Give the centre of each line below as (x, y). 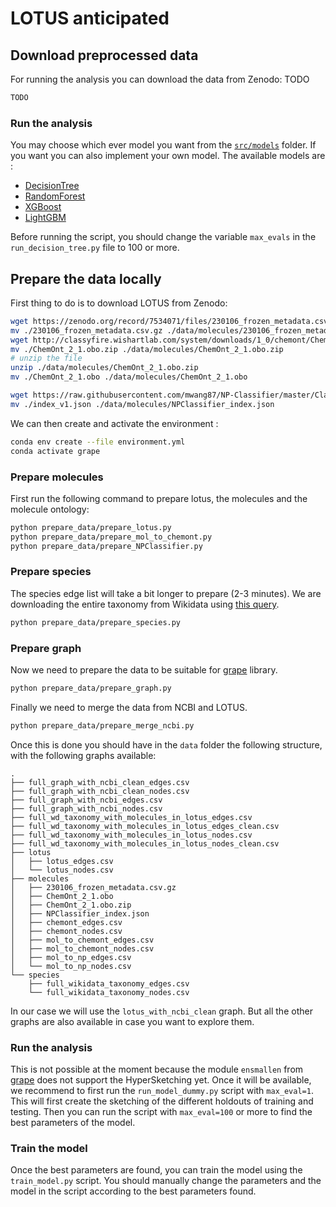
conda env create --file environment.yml (98, 442)
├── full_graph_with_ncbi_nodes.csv (86, 808)
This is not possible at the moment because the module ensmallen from (157, 1069)
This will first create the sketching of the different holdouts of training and (162, 1101)
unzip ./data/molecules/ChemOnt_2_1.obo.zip (104, 368)
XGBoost (43, 207)
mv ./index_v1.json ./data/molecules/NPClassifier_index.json (142, 404)
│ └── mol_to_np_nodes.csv (71, 966)
